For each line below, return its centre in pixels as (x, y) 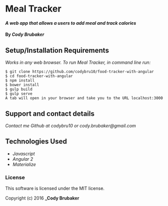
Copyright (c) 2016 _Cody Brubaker (42, 198)
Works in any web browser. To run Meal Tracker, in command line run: (78, 62)
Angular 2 (23, 159)
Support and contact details (50, 114)
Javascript (24, 154)
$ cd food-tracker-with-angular (39, 76)
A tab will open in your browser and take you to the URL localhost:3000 (84, 98)
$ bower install (22, 85)
